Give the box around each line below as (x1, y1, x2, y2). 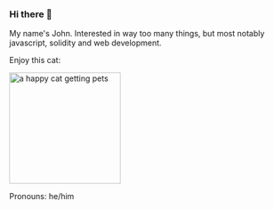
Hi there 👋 (9, 8, 53, 20)
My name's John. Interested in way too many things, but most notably (9, 28, 265, 39)
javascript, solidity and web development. (9, 37, 162, 48)
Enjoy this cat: (9, 55, 61, 66)
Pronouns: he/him (9, 191, 75, 202)
